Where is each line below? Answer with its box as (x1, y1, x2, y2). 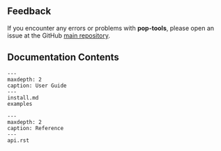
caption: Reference (7, 125, 64, 132)
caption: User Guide (7, 82, 68, 89)
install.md (7, 94, 39, 101)
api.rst (7, 136, 30, 144)
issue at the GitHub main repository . (7, 31, 110, 40)
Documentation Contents (7, 51, 120, 63)
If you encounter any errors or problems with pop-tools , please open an (7, 24, 215, 32)
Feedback (7, 6, 52, 17)
